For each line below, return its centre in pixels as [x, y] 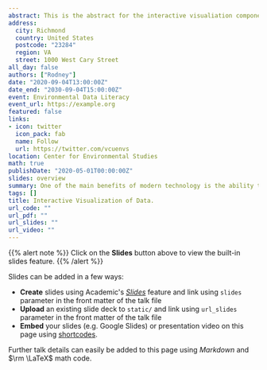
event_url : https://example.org [62, 104]
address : [23, 23]
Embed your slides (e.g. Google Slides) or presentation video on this [132, 326]
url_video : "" [32, 230]
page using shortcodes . [58, 334]
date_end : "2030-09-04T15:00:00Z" [66, 90]
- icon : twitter [35, 127]
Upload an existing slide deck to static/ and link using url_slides [128, 309]
